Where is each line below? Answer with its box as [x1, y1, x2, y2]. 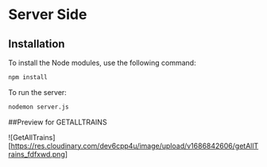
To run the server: [8, 87, 68, 97]
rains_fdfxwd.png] [8, 149, 68, 159]
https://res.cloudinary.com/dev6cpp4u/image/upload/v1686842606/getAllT [10, 141, 259, 150]
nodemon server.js [8, 103, 69, 111]
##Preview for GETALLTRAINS [8, 117, 107, 127]
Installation [8, 37, 65, 51]
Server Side [8, 6, 87, 24]
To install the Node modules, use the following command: [8, 58, 196, 67]
